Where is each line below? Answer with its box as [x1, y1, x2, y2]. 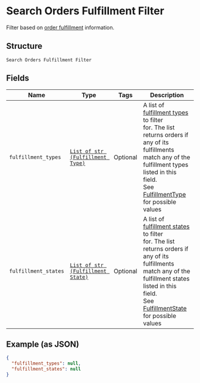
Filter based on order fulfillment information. [6, 24, 115, 31]
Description [149, 91, 185, 99]
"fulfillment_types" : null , [11, 360, 82, 367]
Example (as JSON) [6, 339, 79, 349]
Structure [6, 41, 43, 51]
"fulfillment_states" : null [11, 366, 82, 372]
